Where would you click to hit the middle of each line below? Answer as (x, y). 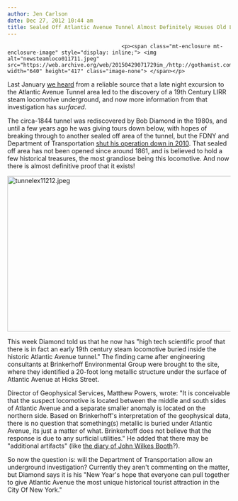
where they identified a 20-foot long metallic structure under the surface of (117, 372)
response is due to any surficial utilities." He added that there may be (108, 439)
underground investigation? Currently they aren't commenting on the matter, (119, 467)
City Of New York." (35, 490)
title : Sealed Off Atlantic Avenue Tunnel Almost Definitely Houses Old (117, 27)
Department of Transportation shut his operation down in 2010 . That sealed (117, 143)
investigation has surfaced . (47, 107)
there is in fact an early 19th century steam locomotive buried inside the (112, 349)
